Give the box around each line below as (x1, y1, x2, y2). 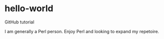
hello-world (4, 3, 54, 14)
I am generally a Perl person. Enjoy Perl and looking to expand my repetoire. (4, 28, 159, 34)
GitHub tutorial (4, 19, 35, 25)
